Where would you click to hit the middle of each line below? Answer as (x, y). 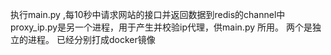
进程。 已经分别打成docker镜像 (91, 39)
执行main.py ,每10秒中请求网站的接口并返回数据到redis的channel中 (148, 14)
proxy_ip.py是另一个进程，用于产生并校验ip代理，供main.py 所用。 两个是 (161, 27)
